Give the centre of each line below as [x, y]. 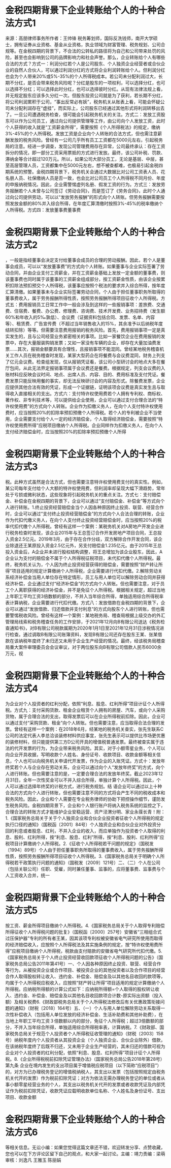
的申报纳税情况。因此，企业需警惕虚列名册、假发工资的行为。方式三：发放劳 [85, 184]
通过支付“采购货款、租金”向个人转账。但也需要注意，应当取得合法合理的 [85, 723]
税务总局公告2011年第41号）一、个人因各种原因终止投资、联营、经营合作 [85, 964]
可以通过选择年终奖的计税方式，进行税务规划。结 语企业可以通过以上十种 [86, 786]
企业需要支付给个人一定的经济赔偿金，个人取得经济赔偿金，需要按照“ [86, 419]
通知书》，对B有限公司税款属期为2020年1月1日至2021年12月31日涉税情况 [84, 628]
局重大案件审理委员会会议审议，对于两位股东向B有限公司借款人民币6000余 [83, 647]
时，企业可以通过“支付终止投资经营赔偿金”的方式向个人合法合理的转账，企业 [85, 514]
